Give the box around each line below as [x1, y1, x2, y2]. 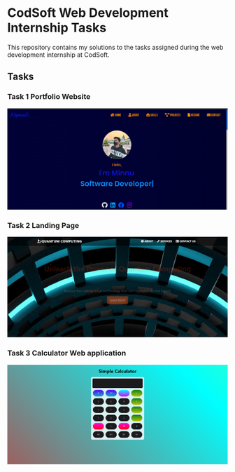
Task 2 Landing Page [7, 220, 79, 230]
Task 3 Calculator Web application [7, 349, 127, 358]
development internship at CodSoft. [7, 50, 110, 59]
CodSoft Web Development [7, 5, 169, 21]
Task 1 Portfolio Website [7, 92, 91, 102]
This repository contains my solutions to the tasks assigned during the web [7, 43, 224, 51]
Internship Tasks [7, 20, 107, 36]
